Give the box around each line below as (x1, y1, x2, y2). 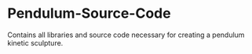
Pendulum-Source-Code (7, 5, 171, 22)
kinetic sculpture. (7, 38, 64, 47)
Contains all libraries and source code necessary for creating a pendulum (7, 30, 245, 39)
